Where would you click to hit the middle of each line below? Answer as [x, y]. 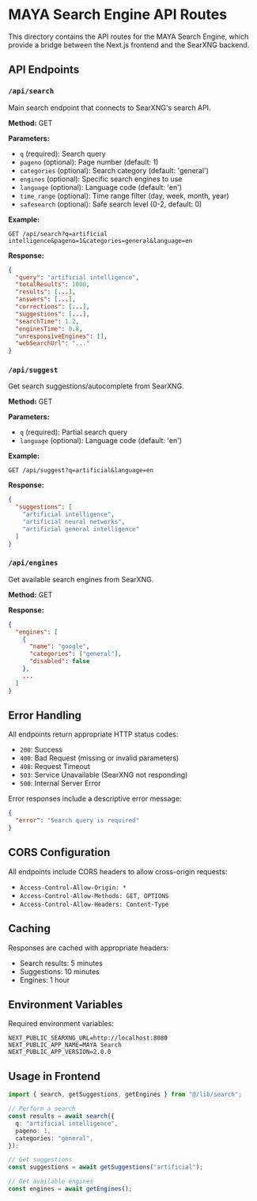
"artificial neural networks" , [74, 522]
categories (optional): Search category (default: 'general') [114, 170]
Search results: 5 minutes [61, 963]
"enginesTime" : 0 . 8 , [49, 329]
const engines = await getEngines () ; [70, 1189]
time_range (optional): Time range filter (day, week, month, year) [124, 195]
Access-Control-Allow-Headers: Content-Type [94, 904]
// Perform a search [42, 1109]
